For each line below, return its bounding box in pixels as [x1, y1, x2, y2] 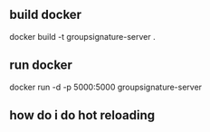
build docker [9, 7, 82, 23]
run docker [9, 58, 72, 73]
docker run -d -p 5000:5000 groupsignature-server [9, 81, 202, 92]
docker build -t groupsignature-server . [9, 31, 156, 42]
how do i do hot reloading [9, 108, 156, 123]
